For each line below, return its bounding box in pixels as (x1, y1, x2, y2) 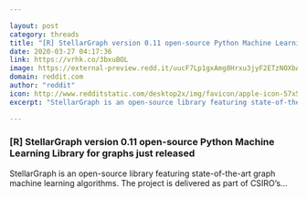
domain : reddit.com (9, 72, 84, 82)
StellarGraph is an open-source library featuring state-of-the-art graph (9, 168, 276, 179)
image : (9, 64, 35, 73)
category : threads (9, 29, 79, 39)
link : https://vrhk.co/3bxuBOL (9, 56, 129, 65)
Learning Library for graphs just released (9, 147, 196, 160)
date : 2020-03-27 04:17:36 (9, 47, 112, 56)
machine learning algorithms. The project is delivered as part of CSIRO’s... (9, 177, 288, 188)
